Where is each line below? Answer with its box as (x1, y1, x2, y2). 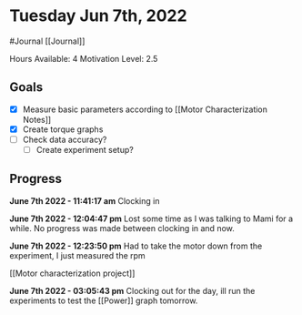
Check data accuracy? (22, 134, 107, 145)
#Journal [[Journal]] (9, 36, 86, 46)
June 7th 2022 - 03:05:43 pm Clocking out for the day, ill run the (9, 285, 256, 296)
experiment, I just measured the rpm (9, 249, 146, 260)
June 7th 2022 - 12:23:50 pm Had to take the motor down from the (9, 240, 263, 251)
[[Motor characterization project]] (9, 268, 136, 279)
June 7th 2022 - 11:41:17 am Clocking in (9, 195, 160, 206)
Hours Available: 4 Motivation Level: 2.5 (9, 53, 158, 64)
